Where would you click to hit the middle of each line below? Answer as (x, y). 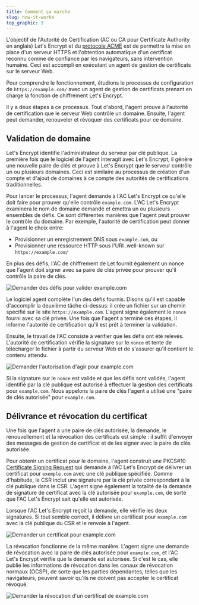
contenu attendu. (27, 355)
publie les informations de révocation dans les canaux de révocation (90, 565)
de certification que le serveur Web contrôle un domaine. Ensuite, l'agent (96, 113)
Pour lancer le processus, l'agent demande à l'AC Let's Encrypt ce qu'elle (96, 196)
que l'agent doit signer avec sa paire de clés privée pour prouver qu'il (91, 270)
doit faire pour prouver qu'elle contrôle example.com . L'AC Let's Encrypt (93, 203)
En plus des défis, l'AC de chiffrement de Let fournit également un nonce (95, 263)
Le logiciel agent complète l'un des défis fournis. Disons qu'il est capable (96, 299)
